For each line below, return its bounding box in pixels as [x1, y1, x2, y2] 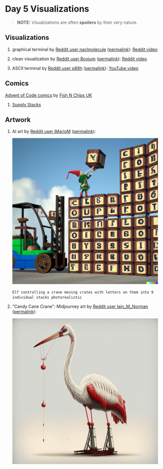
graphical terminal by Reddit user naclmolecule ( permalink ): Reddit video [12, 46, 158, 52]
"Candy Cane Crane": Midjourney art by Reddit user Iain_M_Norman [12, 303, 148, 309]
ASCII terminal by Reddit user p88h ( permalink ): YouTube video [12, 65, 139, 71]
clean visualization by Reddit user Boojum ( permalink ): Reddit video [12, 56, 147, 62]
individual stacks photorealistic [12, 295, 82, 300]
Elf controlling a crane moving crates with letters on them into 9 [12, 290, 154, 295]
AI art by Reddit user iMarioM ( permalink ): [12, 129, 96, 134]
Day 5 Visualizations [5, 3, 89, 15]
